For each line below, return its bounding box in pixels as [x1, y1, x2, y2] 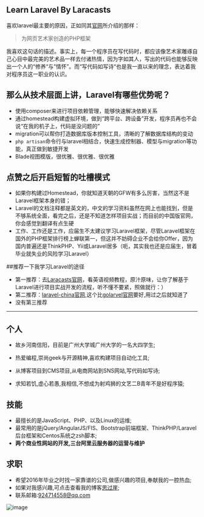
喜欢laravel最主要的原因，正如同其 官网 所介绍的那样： [6, 21, 140, 29]
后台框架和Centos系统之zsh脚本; [15, 432, 97, 439]
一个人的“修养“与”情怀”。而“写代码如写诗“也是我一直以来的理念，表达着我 [11, 63, 196, 70]
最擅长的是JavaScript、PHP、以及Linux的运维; [15, 417, 132, 424]
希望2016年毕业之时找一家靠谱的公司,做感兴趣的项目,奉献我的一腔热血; [15, 476, 192, 484]
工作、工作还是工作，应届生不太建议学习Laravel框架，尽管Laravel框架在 [15, 227, 195, 235]
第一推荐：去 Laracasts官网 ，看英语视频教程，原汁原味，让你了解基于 [15, 276, 189, 283]
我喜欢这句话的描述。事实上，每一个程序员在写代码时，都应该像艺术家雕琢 [6, 47, 192, 55]
